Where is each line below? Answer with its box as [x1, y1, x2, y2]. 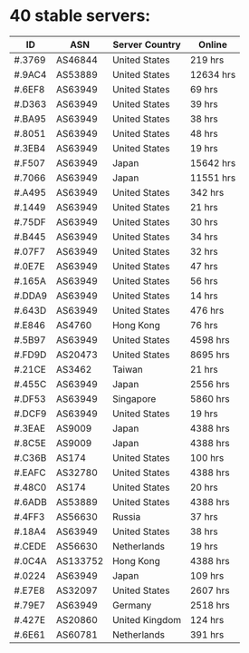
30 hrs [189, 215, 219, 228]
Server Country [112, 38, 181, 51]
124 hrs [189, 613, 225, 626]
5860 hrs [189, 392, 230, 404]
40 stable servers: [9, 5, 151, 26]
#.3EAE [14, 422, 46, 434]
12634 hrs [189, 68, 236, 81]
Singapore [111, 392, 157, 404]
